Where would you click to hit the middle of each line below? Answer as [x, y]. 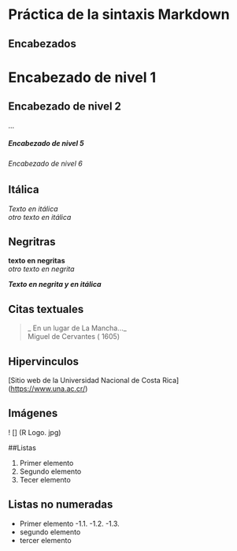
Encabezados [43, 44]
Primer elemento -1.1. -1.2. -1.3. [69, 523]
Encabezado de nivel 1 [82, 77]
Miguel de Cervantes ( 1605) [74, 337]
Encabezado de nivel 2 [65, 107]
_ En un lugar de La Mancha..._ [77, 328]
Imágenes [33, 413]
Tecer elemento [45, 479]
